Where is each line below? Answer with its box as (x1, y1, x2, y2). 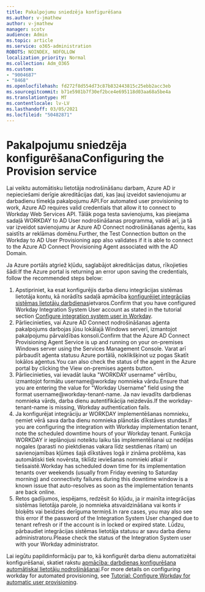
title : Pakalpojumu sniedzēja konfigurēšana (6, 9, 122, 15)
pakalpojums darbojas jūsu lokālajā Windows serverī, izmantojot (15, 326, 177, 333)
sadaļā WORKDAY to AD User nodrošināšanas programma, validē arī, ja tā (6, 217, 193, 225)
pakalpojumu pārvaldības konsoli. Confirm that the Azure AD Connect (15, 332, 190, 339)
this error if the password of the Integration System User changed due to (15, 515, 199, 522)
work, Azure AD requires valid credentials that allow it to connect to (6, 204, 176, 212)
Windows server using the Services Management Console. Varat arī (15, 345, 187, 353)
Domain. (6, 250, 28, 257)
